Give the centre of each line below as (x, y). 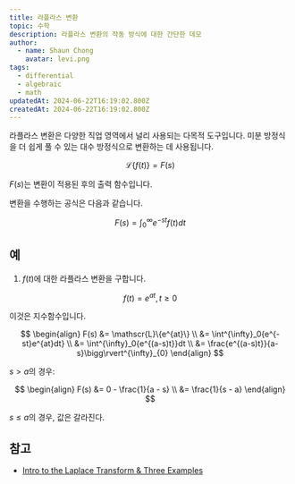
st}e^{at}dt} (43, 344)
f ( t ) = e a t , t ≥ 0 (150, 297)
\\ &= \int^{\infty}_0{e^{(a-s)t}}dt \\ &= (136, 344)
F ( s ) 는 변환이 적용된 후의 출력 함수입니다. (81, 184)
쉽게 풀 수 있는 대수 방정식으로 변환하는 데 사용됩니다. (121, 147)
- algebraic (40, 84)
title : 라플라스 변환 (44, 17)
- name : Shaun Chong (55, 51)
